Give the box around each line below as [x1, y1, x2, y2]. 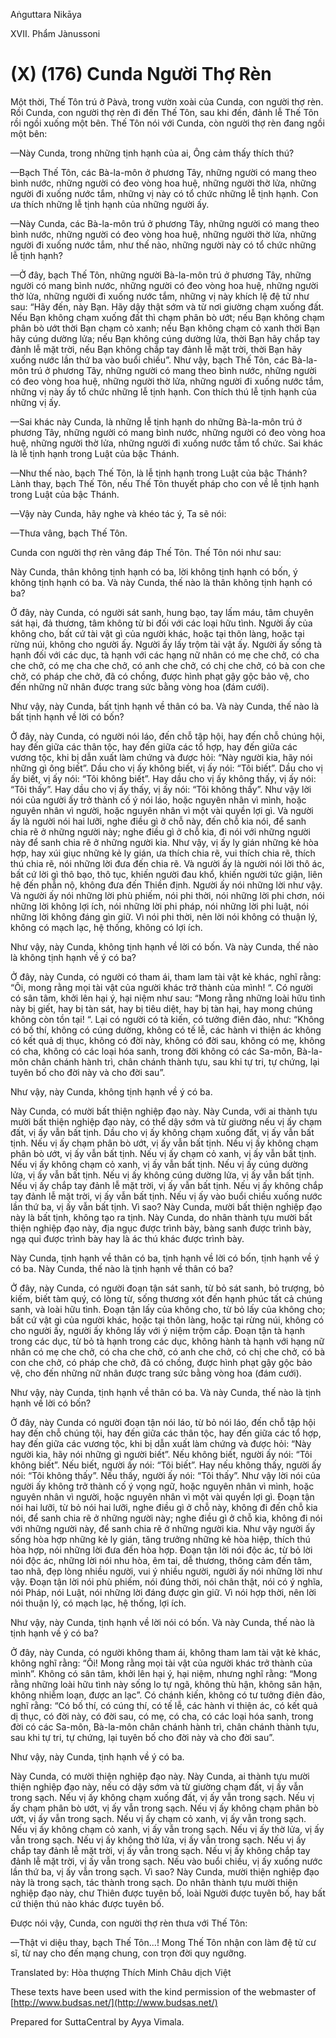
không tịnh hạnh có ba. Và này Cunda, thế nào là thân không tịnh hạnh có [10, 576, 313, 588]
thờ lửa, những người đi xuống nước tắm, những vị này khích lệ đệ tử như [10, 290, 310, 302]
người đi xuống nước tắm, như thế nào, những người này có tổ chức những [10, 239, 317, 251]
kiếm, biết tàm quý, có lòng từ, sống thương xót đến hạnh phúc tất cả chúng [10, 1292, 323, 1304]
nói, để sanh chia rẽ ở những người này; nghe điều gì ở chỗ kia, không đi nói [10, 1512, 323, 1524]
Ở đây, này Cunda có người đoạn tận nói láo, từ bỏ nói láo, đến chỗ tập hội [10, 1416, 316, 1428]
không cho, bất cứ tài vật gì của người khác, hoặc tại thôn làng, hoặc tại [10, 627, 305, 639]
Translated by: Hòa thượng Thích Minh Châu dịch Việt [10, 1966, 232, 1978]
